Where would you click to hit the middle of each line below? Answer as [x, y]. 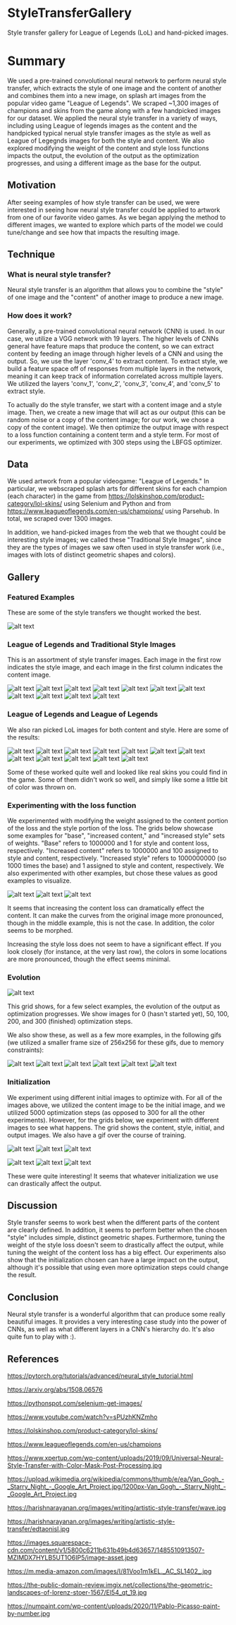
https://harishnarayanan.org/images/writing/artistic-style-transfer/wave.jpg [117, 1508]
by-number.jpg [29, 1614]
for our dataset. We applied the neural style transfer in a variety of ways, [112, 118]
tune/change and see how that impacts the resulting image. [94, 232]
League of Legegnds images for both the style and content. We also [106, 140]
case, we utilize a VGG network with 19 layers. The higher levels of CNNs [113, 338]
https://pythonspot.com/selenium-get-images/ [75, 1403]
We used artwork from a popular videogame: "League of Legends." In [108, 481]
